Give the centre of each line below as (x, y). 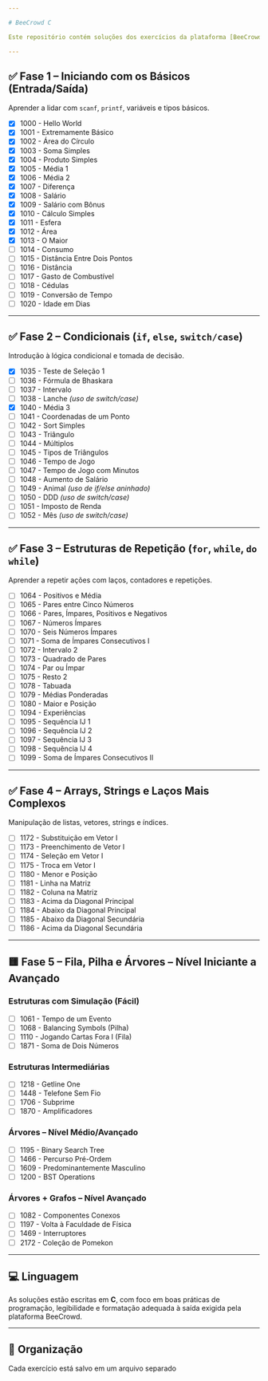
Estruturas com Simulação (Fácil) (74, 1001)
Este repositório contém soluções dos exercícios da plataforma (117, 37)
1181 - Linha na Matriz (55, 883)
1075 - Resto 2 (43, 677)
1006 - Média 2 (45, 177)
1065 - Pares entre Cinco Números (77, 605)
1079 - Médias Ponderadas (64, 694)
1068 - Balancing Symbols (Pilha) (74, 1028)
